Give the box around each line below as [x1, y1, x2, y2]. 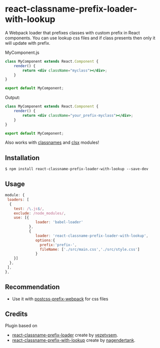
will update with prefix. [5, 40, 51, 46]
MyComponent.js [5, 50, 40, 55]
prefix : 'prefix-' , [39, 242, 77, 247]
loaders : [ [7, 197, 29, 202]
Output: [5, 95, 20, 101]
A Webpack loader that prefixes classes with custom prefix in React [5, 30, 140, 35]
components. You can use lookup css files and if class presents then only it [5, 35, 156, 41]
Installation [5, 154, 40, 162]
